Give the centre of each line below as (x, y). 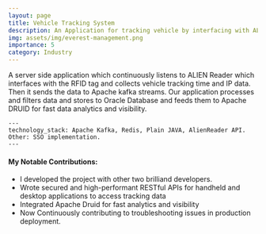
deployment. (40, 221)
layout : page (30, 15)
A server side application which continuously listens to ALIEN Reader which (131, 75)
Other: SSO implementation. (55, 137)
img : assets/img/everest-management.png (76, 38)
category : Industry (40, 52)
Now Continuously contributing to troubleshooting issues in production (135, 213)
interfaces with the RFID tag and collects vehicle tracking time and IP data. (129, 83)
